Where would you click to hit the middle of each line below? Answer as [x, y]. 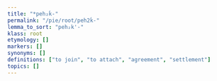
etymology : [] [28, 40]
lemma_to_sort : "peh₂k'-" [45, 27]
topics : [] [23, 66]
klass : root [25, 33]
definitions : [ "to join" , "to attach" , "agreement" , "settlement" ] [109, 60]
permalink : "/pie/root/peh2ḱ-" [54, 20]
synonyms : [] [27, 54]
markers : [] [25, 46]
